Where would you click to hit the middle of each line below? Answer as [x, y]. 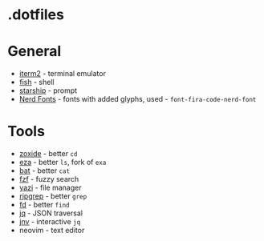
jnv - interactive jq [50, 222]
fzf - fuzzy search [49, 179]
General [35, 52]
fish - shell [37, 82]
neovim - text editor [52, 231]
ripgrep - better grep [53, 196]
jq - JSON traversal [51, 213]
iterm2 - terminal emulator [62, 74]
